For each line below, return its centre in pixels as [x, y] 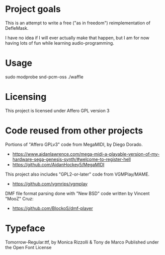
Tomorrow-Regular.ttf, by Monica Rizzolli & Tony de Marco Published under [82, 242]
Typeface [25, 228]
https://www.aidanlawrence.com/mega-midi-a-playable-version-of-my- [86, 154]
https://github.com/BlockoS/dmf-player [53, 208]
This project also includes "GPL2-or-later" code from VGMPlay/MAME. [78, 174]
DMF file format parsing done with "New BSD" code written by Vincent [78, 193]
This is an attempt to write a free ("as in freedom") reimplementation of [78, 23]
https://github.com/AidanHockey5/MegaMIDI [58, 164]
